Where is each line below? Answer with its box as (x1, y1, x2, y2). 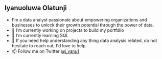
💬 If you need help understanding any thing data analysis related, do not (11, 38, 157, 43)
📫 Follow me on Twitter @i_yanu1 (11, 48, 79, 54)
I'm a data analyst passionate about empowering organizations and (11, 17, 147, 22)
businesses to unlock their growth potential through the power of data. (11, 22, 154, 28)
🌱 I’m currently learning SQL (11, 32, 69, 38)
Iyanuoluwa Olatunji (4, 4, 67, 12)
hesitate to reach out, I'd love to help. (11, 42, 87, 48)
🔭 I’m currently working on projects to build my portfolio (11, 27, 124, 33)
